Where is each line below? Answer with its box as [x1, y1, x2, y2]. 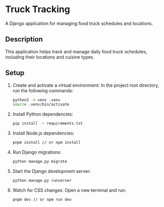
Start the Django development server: [12, 168, 91, 174]
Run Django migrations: [12, 149, 62, 155]
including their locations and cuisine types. [5, 54, 94, 60]
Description [5, 35, 43, 44]
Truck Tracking [5, 4, 71, 15]
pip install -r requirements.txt [12, 121, 83, 126]
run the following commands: [12, 87, 74, 93]
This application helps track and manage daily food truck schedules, [5, 48, 147, 54]
